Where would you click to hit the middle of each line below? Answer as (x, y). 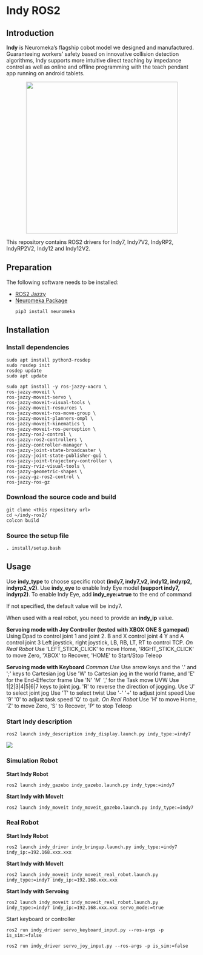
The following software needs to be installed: (62, 282)
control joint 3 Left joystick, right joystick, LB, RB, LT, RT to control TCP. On (100, 642)
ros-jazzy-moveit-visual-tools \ (48, 402)
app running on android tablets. (45, 73)
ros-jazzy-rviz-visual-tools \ (46, 466)
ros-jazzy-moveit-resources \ (45, 408)
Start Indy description (39, 721)
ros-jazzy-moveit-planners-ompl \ (50, 418)
